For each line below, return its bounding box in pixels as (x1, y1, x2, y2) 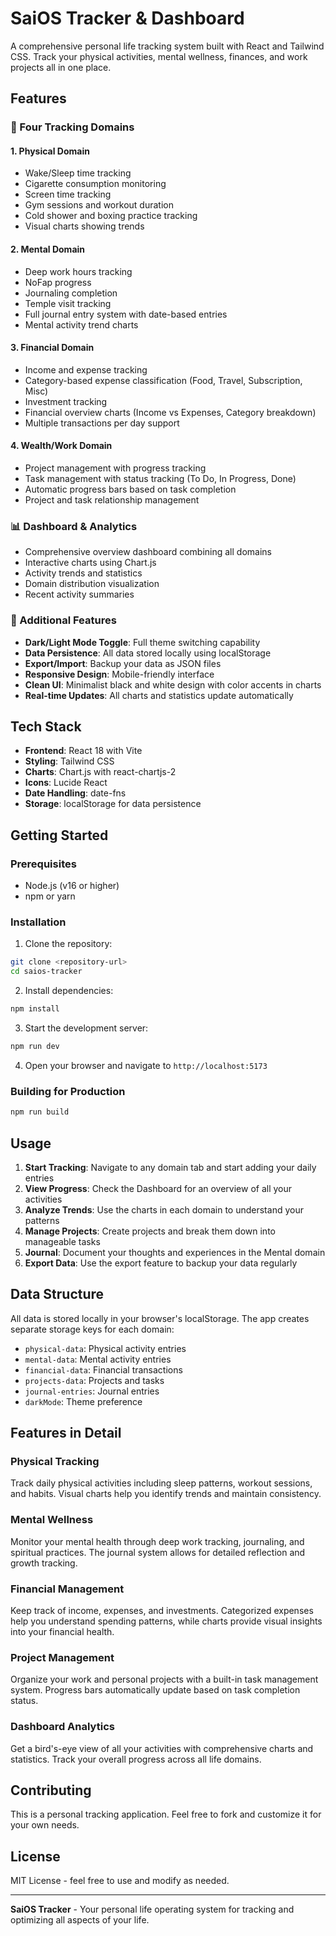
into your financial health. (10, 1626, 115, 1638)
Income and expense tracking (24, 363, 148, 376)
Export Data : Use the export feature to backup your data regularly (24, 1257, 298, 1269)
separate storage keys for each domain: (10, 1323, 175, 1335)
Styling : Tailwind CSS (24, 755, 115, 767)
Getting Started (10, 827, 109, 844)
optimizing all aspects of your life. (10, 1914, 150, 1926)
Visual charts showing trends (24, 220, 145, 232)
